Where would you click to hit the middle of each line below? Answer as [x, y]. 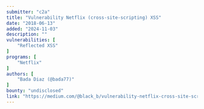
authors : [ [20, 74]
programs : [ [21, 57]
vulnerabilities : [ [31, 40]
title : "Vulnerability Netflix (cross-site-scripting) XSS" [84, 18]
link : [13, 96]
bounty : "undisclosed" [35, 91]
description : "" [27, 35]
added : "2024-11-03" [32, 29]
